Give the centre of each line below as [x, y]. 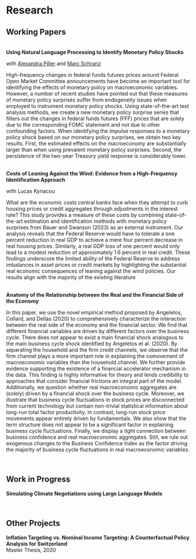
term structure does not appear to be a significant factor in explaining [90, 425]
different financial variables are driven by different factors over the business [97, 331]
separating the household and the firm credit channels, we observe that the [97, 350]
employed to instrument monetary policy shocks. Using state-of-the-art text [97, 106]
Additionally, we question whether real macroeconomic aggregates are [91, 387]
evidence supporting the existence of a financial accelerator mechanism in [96, 368]
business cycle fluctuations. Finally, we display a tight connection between [96, 431]
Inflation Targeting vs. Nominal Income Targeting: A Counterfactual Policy [98, 537]
